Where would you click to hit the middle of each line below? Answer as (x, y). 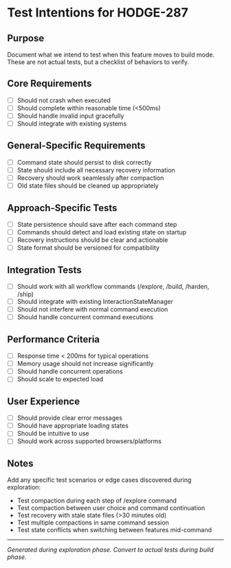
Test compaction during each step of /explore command (97, 500)
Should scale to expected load (60, 379)
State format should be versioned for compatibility (88, 248)
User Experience (44, 401)
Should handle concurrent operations (70, 372)
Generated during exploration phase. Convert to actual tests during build (110, 550)
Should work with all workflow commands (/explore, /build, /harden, (113, 286)
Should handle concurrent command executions (85, 317)
